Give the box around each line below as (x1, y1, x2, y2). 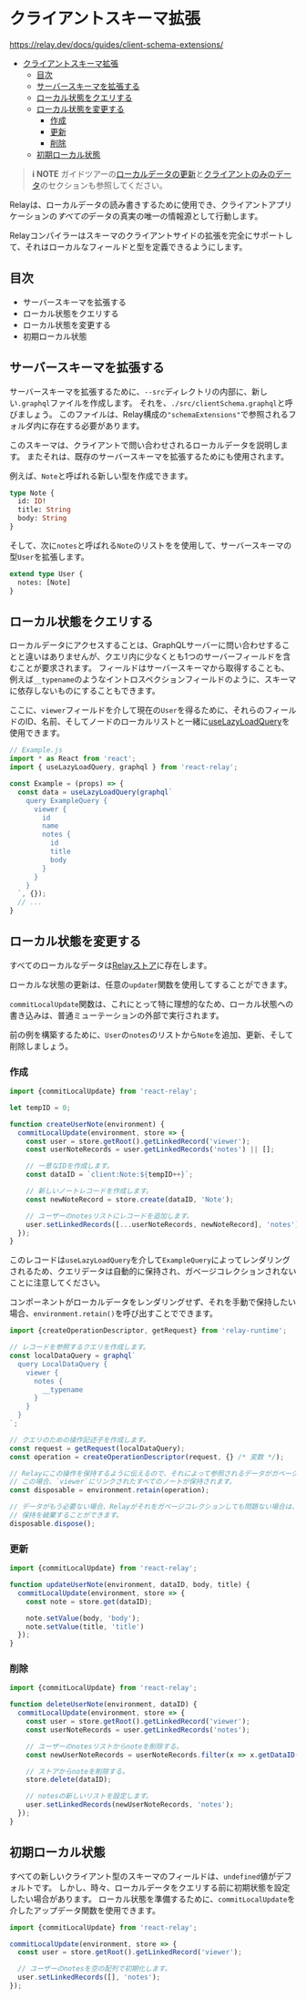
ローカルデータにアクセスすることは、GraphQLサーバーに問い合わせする (9, 640, 282, 651)
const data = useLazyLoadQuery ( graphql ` (17, 788, 173, 797)
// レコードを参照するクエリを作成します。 (9, 1343, 150, 1352)
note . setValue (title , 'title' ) (25, 1622, 145, 1632)
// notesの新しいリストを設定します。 (25, 1792, 153, 1801)
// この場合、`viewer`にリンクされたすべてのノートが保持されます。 (9, 1478, 237, 1487)
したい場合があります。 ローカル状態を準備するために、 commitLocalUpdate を (9, 1893, 296, 1904)
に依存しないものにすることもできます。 (9, 685, 161, 696)
